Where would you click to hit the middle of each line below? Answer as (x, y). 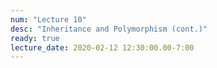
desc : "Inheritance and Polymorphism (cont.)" (109, 29)
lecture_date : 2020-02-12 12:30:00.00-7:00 (102, 47)
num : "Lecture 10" (48, 19)
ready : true (35, 38)
